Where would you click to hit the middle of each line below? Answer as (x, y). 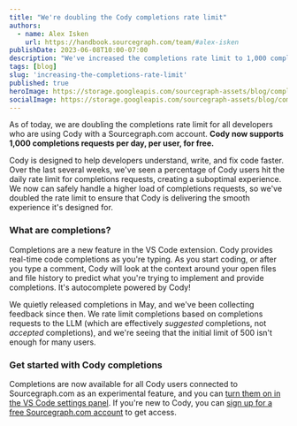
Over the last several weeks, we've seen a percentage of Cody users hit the (147, 170)
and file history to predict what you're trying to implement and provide (137, 278)
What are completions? (60, 231)
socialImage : (33, 99)
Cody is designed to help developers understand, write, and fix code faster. (147, 161)
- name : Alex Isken (53, 34)
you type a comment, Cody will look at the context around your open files (143, 268)
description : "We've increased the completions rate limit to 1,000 (138, 58)
